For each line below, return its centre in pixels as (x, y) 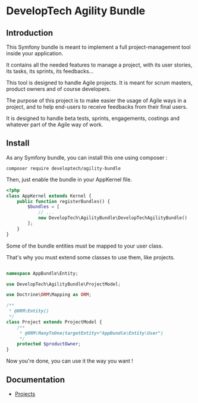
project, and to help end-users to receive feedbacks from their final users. (97, 107)
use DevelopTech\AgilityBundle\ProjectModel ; (63, 284)
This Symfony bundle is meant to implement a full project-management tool (99, 47)
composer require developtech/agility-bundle (63, 168)
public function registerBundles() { (64, 201)
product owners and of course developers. (59, 89)
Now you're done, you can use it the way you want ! (70, 361)
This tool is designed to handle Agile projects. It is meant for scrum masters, (99, 82)
